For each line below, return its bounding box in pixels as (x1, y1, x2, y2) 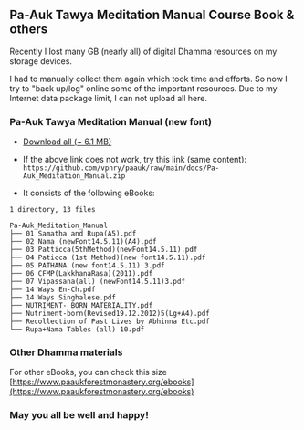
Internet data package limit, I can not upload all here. (9, 92, 208, 103)
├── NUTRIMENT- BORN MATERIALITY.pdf (9, 301, 153, 310)
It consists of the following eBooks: (22, 187, 155, 199)
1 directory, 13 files (9, 205, 96, 215)
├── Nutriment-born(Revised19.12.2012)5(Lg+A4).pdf (9, 309, 210, 319)
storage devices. (9, 55, 73, 67)
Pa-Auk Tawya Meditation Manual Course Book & (9, 7, 295, 23)
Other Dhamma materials (9, 346, 123, 359)
